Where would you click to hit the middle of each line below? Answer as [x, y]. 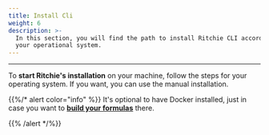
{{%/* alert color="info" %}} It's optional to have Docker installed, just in [127, 100]
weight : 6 [25, 23]
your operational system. [59, 46]
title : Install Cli [41, 16]
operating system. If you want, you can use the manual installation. [118, 84]
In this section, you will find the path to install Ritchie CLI [127, 38]
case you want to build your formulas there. [81, 108]
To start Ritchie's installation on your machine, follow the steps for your [128, 76]
